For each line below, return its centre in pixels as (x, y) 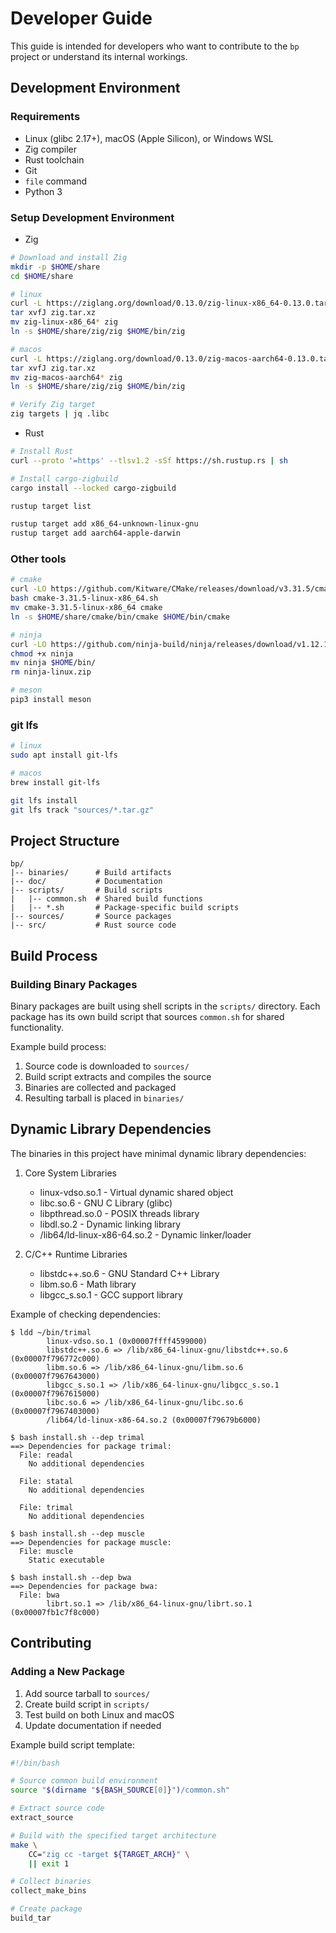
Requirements (45, 117)
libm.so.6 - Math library (88, 1284)
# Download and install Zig (69, 257)
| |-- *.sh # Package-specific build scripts (125, 908)
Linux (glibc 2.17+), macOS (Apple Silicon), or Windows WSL (149, 138)
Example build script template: (72, 1744)
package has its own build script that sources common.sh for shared (147, 1017)
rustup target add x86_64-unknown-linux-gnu (104, 524)
